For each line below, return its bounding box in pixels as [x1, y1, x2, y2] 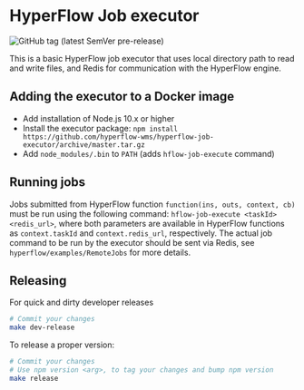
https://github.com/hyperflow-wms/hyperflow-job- [22, 132, 215, 141]
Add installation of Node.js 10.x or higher [22, 112, 175, 123]
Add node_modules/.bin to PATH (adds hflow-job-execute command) [22, 148, 275, 159]
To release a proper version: [9, 339, 115, 350]
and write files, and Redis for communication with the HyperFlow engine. [9, 63, 281, 73]
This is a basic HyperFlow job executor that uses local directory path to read [9, 53, 295, 63]
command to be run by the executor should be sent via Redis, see [9, 237, 255, 248]
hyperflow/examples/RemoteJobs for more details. [9, 247, 191, 258]
